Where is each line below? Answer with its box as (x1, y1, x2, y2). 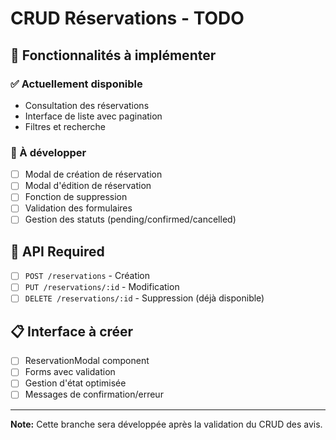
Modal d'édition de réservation (24, 180, 152, 192)
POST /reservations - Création (24, 270, 151, 282)
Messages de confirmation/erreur (24, 388, 164, 401)
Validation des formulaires (24, 202, 133, 214)
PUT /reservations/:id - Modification (24, 281, 180, 293)
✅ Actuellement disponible (10, 77, 143, 91)
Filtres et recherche (24, 120, 106, 132)
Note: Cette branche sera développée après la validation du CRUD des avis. (10, 418, 323, 430)
